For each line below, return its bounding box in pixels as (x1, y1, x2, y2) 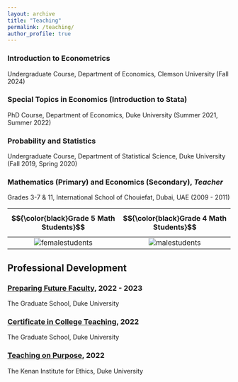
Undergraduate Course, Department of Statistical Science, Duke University (7, 152, 226, 161)
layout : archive (7, 10, 55, 18)
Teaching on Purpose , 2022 (7, 351, 105, 361)
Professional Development (7, 262, 127, 274)
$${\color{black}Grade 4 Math (123, 214, 227, 224)
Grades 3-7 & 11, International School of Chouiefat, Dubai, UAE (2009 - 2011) (7, 193, 230, 202)
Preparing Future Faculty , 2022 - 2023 (7, 283, 143, 293)
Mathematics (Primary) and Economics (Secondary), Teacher (7, 178, 223, 187)
